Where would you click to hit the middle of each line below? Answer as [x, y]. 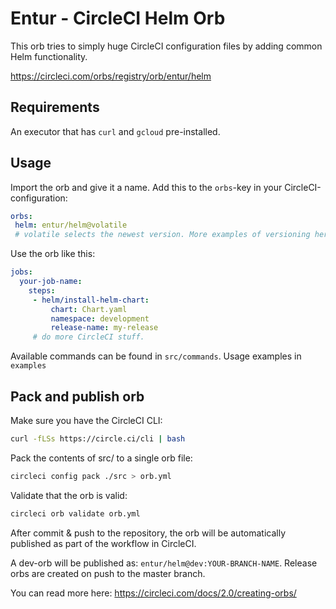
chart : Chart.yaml [89, 309]
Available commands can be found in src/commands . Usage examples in [156, 356]
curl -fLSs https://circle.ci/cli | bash [98, 439]
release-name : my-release [104, 328]
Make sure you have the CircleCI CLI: [86, 420]
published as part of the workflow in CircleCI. [103, 543]
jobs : [21, 272]
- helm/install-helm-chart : [91, 300]
